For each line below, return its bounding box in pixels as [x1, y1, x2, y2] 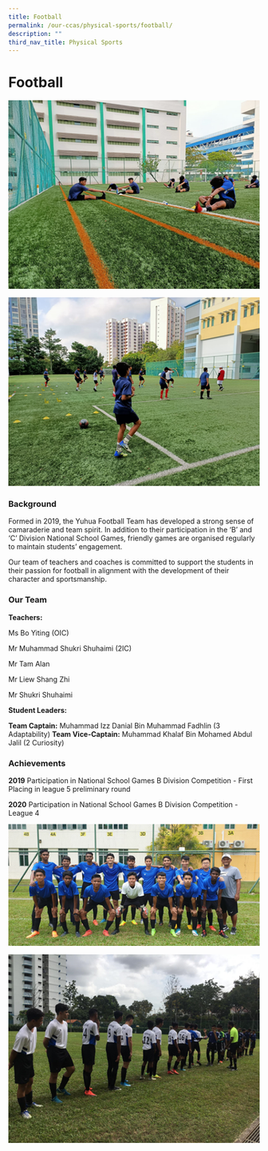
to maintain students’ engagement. [8, 542, 123, 552]
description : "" [8, 30, 62, 38]
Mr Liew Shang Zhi [8, 674, 70, 684]
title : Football [8, 13, 62, 21]
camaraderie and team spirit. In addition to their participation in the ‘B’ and [8, 525, 253, 535]
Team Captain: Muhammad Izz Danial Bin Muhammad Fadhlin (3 [8, 721, 221, 730]
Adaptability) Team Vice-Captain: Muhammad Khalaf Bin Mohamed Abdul [8, 729, 253, 738]
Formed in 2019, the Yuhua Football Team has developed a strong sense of [8, 516, 254, 526]
